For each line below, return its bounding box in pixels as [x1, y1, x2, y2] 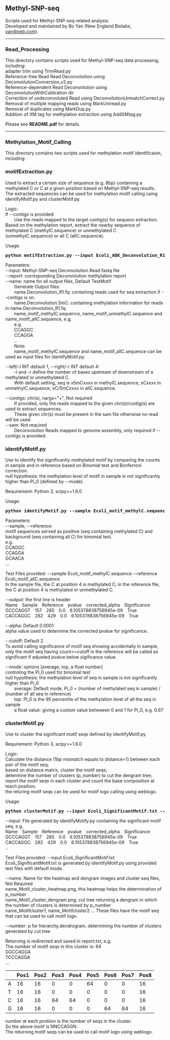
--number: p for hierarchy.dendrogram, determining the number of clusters [5, 923, 162, 929]
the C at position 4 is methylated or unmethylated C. [5, 587, 114, 593]
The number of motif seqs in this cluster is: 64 [5, 944, 102, 950]
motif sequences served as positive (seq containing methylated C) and [5, 528, 153, 534]
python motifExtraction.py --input [5, 252, 94, 258]
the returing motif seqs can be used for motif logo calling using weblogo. [5, 789, 157, 795]
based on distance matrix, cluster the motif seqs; [5, 767, 107, 773]
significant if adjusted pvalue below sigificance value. [5, 654, 117, 660]
